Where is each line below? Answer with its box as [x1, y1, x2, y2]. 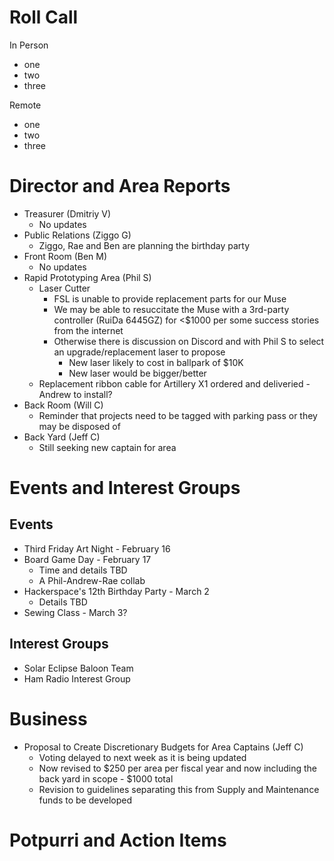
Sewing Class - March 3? [23, 606, 128, 618]
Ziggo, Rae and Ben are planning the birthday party [38, 239, 251, 251]
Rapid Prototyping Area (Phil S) [23, 271, 152, 283]
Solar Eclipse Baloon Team [23, 662, 134, 674]
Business [9, 707, 88, 730]
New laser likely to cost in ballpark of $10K [68, 356, 244, 368]
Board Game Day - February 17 [23, 553, 152, 565]
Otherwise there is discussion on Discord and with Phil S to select [53, 335, 325, 347]
